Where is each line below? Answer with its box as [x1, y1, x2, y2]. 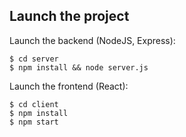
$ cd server [9, 54, 59, 64]
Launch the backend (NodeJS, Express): [9, 34, 176, 46]
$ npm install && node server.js [9, 62, 149, 73]
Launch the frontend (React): [9, 80, 129, 92]
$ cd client [9, 99, 59, 109]
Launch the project [9, 8, 130, 25]
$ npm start [9, 117, 59, 127]
